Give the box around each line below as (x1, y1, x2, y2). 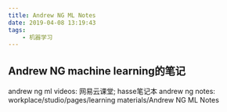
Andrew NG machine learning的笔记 (8, 64, 186, 78)
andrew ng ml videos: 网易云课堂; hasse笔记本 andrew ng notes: (8, 87, 215, 96)
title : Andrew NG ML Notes (8, 11, 96, 20)
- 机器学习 (22, 33, 53, 42)
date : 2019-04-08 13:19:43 (8, 19, 96, 27)
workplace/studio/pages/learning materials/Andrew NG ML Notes (8, 96, 219, 105)
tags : (8, 26, 26, 34)
